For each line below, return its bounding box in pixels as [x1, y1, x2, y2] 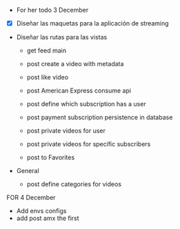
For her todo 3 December [16, 6, 89, 14]
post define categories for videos [26, 180, 122, 188]
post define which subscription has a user [26, 100, 146, 108]
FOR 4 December [6, 193, 56, 202]
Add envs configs [16, 207, 67, 215]
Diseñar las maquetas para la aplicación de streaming [16, 19, 170, 27]
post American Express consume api [26, 86, 132, 95]
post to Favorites [26, 153, 75, 161]
